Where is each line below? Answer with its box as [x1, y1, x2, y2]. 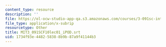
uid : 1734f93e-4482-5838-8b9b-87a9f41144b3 [5, 35, 96, 40]
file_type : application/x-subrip [5, 21, 74, 26]
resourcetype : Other [5, 25, 48, 30]
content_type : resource [5, 7, 54, 12]
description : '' [5, 12, 39, 17]
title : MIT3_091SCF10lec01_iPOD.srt [5, 30, 81, 35]
